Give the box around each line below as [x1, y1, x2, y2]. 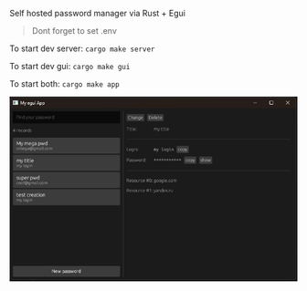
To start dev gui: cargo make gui [9, 61, 131, 71]
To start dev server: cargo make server [9, 43, 155, 54]
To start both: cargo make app [9, 78, 121, 89]
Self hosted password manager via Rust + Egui [9, 8, 185, 18]
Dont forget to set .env [31, 26, 117, 36]
